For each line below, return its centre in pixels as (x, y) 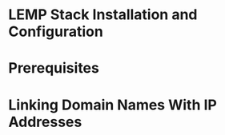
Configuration (56, 32)
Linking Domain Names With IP (113, 105)
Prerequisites (54, 68)
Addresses (45, 122)
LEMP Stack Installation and (103, 15)
